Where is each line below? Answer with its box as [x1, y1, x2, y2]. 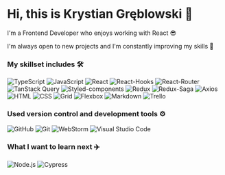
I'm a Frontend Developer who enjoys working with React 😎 [7, 29, 177, 37]
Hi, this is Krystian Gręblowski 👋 [7, 6, 193, 22]
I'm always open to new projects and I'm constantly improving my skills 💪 [7, 42, 214, 50]
